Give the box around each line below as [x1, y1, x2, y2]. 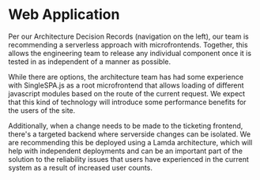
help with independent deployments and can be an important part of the [8, 146, 243, 156]
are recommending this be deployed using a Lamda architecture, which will [8, 137, 253, 147]
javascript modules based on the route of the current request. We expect [8, 88, 246, 98]
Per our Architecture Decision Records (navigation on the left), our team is [8, 32, 249, 41]
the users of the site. [8, 105, 76, 115]
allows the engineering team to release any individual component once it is [8, 48, 251, 58]
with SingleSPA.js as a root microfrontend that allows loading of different [8, 81, 244, 90]
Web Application [8, 6, 120, 24]
